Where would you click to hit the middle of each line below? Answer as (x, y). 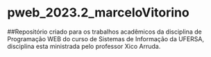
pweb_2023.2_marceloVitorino (98, 13)
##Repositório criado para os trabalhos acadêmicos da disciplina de (105, 32)
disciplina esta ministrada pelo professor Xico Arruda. (84, 46)
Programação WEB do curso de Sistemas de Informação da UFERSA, (106, 38)
